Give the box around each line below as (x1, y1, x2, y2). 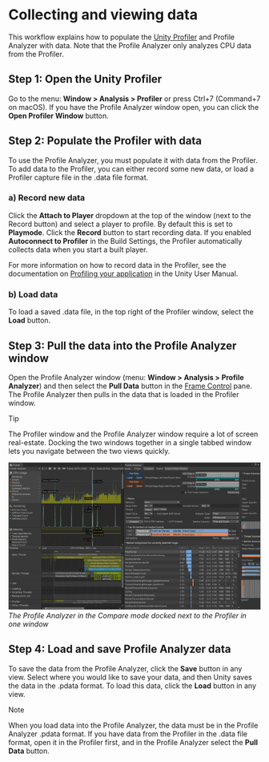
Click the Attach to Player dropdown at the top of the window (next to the (8, 210, 251, 220)
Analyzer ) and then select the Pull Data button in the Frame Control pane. (8, 381, 252, 391)
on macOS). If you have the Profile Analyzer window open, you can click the (8, 102, 259, 111)
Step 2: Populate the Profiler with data (8, 134, 203, 148)
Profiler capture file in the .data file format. (8, 172, 149, 182)
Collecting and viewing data (8, 6, 199, 24)
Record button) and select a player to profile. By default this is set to (8, 219, 234, 229)
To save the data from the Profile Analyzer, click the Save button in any (8, 663, 243, 673)
